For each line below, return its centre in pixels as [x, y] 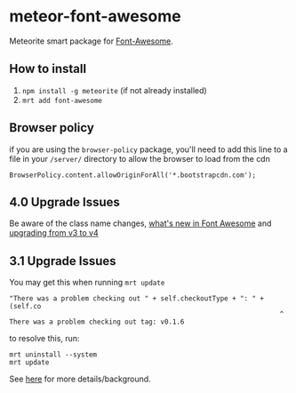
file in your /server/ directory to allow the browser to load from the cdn [140, 158]
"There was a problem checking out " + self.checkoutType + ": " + [137, 299]
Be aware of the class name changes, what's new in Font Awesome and [140, 223]
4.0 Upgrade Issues [64, 202]
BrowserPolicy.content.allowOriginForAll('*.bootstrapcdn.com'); [132, 175]
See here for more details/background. [80, 379]
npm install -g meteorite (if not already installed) [114, 90]
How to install [48, 69]
